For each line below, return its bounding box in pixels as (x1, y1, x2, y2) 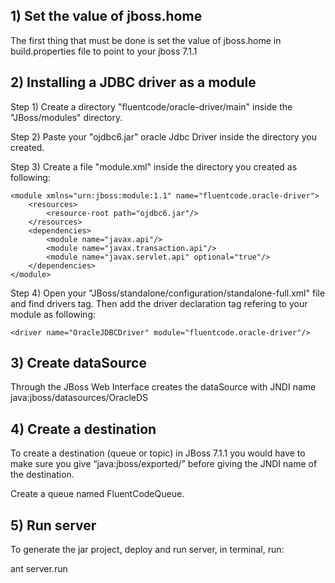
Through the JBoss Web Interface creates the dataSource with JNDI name (10, 381, 317, 393)
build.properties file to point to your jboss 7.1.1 (10, 45, 198, 57)
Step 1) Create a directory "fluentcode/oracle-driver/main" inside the (10, 100, 293, 113)
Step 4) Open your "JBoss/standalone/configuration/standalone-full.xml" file (10, 287, 326, 299)
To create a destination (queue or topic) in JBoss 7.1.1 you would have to (10, 447, 306, 459)
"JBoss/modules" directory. (10, 111, 123, 123)
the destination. (10, 469, 75, 481)
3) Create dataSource (10, 355, 147, 372)
